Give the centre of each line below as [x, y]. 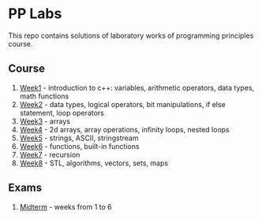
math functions [44, 96]
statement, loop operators [62, 113]
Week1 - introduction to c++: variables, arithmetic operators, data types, [137, 87]
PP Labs [35, 14]
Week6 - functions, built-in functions [79, 146]
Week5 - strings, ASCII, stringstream [79, 138]
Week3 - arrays [45, 121]
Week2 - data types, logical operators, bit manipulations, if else [123, 104]
